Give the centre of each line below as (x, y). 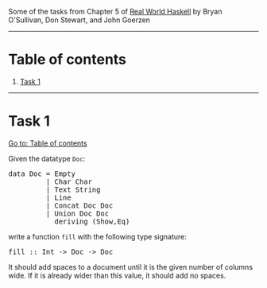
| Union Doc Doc (77, 213)
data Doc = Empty (42, 173)
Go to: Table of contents (48, 143)
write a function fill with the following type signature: (97, 236)
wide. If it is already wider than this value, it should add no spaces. (117, 275)
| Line (58, 197)
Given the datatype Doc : (47, 158)
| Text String (73, 189)
